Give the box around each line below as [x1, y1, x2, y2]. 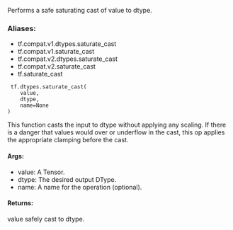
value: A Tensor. [17, 168, 65, 176]
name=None [20, 102, 50, 109]
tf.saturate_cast [17, 70, 63, 79]
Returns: [7, 199, 34, 207]
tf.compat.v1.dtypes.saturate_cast [17, 40, 117, 48]
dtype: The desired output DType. [17, 175, 117, 183]
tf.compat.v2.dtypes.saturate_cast [17, 54, 118, 63]
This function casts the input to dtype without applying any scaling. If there [7, 120, 227, 130]
